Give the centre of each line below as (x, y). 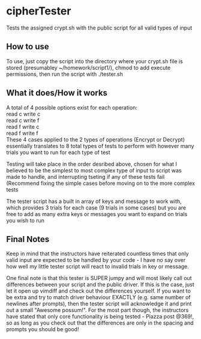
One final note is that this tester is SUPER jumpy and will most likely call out (99, 278)
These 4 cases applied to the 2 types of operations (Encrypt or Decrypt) (95, 139)
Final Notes (28, 239)
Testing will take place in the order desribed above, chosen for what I (91, 164)
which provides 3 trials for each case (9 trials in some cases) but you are (96, 207)
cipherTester (39, 11)
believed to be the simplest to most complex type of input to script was (94, 170)
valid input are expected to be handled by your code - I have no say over (96, 260)
